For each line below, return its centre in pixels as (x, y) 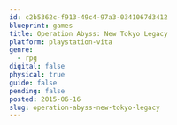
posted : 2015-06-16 (45, 99)
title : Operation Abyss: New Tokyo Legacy (88, 33)
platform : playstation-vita (61, 42)
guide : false (33, 83)
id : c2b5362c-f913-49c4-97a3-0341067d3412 (88, 17)
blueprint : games (41, 26)
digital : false (37, 67)
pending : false (37, 91)
